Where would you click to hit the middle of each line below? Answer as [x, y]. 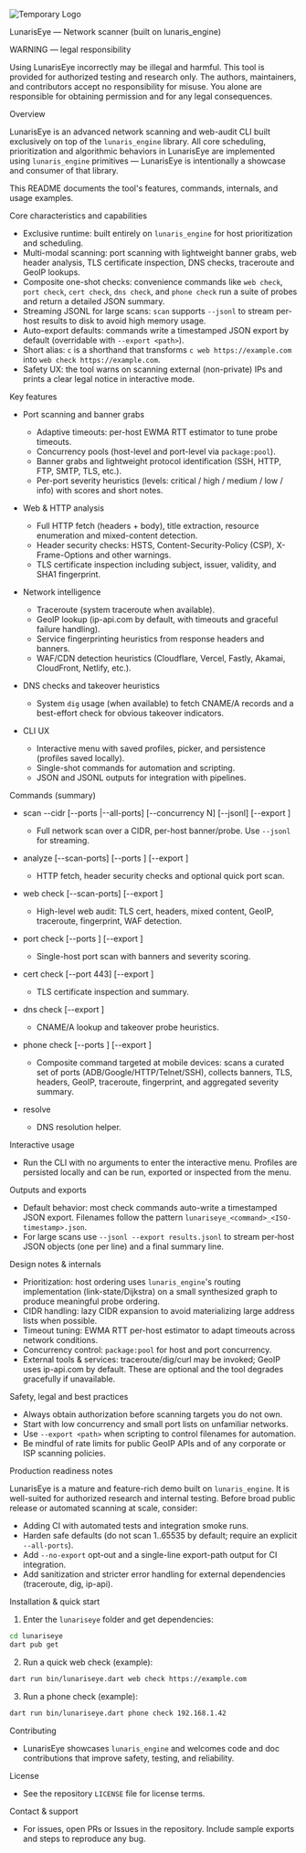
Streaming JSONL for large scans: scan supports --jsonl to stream [148, 311]
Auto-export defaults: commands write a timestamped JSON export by [156, 330]
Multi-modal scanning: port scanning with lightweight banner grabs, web [159, 253]
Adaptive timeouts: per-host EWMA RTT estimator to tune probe [157, 432]
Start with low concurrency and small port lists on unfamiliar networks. [155, 1424]
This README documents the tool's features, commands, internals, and [144, 188]
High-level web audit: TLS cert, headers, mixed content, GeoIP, [155, 911]
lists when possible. [60, 1321]
